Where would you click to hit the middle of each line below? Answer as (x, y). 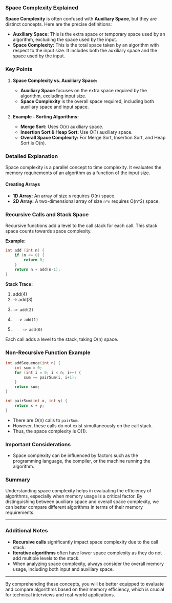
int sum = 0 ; (28, 368)
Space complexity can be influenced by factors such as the (75, 455)
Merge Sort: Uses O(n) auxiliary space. (62, 127)
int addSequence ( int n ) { (33, 363)
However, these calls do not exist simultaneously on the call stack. (83, 425)
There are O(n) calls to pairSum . (46, 420)
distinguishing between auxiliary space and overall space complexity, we (82, 502)
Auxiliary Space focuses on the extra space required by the (84, 90)
